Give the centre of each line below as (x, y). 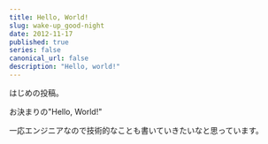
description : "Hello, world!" (65, 67)
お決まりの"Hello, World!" (56, 111)
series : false (35, 50)
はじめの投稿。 (36, 93)
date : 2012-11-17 (41, 34)
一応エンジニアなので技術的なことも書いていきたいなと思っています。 (136, 130)
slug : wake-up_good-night (57, 26)
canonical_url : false (49, 58)
